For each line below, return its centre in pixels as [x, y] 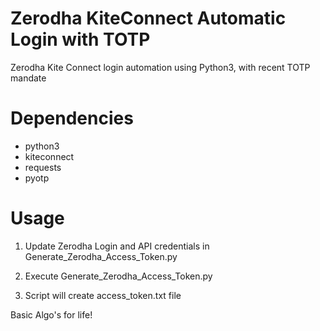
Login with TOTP [80, 39]
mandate [28, 78]
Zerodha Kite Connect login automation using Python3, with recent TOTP [160, 67]
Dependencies [72, 118]
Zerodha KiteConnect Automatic [148, 18]
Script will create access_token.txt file [103, 295]
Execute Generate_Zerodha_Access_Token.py [118, 276]
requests [43, 167]
